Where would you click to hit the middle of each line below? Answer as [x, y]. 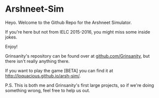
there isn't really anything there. [37, 61]
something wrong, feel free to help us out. [48, 90]
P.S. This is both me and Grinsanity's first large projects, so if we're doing [79, 85]
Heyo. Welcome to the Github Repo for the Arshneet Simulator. [68, 22]
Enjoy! [12, 46]
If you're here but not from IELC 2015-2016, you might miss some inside [78, 32]
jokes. [11, 37]
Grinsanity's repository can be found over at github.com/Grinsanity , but [78, 56]
